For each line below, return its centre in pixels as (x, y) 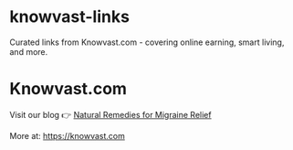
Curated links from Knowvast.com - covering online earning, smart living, (147, 42)
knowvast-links (70, 17)
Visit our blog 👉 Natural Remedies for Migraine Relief (110, 114)
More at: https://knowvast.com (67, 135)
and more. (29, 51)
